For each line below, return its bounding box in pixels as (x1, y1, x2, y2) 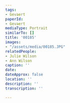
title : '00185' (5, 35, 37, 40)
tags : (5, 7, 16, 12)
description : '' (5, 81, 39, 86)
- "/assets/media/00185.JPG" (5, 44, 66, 49)
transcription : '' (5, 86, 43, 91)
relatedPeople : (5, 49, 37, 54)
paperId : (5, 16, 23, 21)
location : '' (5, 77, 32, 82)
